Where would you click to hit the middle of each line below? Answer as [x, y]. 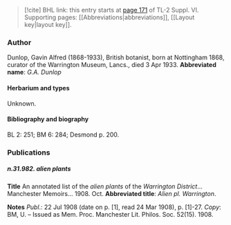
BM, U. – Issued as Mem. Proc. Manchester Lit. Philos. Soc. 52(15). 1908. [110, 214]
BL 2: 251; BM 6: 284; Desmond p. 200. [63, 135]
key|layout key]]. [48, 25]
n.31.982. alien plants [39, 169]
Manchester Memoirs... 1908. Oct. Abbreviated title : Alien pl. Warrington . [112, 193]
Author [19, 42]
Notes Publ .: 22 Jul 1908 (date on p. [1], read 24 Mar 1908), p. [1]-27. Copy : [114, 207]
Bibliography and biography [48, 119]
